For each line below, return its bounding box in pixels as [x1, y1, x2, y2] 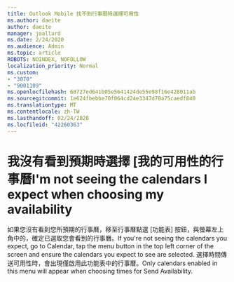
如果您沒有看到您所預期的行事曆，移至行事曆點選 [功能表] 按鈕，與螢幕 [7, 225, 212, 234]
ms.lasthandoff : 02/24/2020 [7, 114, 90, 121]
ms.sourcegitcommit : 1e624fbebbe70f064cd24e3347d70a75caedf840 [7, 95, 196, 102]
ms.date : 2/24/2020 [7, 36, 64, 43]
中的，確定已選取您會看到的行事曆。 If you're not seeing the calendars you [13, 234, 228, 243]
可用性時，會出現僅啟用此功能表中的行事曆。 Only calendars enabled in [13, 259, 218, 267]
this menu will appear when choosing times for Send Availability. [7, 267, 193, 276]
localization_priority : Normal [7, 62, 99, 69]
